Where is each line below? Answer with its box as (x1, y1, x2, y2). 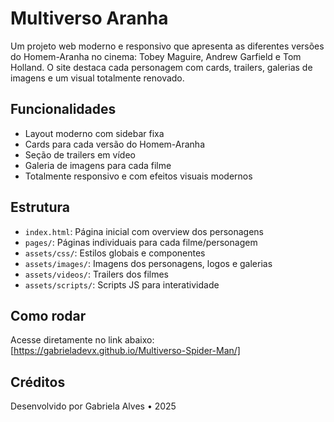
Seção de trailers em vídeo (24, 148, 136, 161)
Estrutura (10, 199, 71, 216)
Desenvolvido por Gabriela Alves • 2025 (10, 400, 177, 412)
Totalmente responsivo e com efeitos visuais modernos (24, 170, 253, 182)
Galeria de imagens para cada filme (24, 159, 172, 171)
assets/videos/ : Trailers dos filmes (24, 268, 169, 280)
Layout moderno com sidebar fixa (24, 127, 165, 139)
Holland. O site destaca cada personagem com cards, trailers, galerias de (10, 61, 313, 73)
